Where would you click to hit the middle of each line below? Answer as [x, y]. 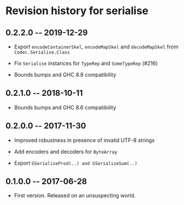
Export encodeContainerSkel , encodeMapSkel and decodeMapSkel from [96, 47]
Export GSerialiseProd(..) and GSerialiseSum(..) [76, 163]
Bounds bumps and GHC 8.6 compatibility [65, 107]
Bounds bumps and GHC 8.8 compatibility [65, 75]
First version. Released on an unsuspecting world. [75, 196]
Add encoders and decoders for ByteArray [65, 151]
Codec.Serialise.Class [42, 52]
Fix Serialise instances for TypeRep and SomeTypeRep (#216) [86, 63]
